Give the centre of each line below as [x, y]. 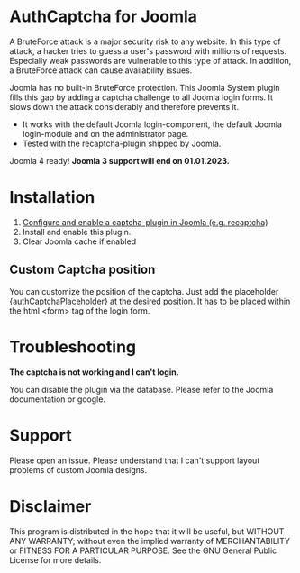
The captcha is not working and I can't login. [94, 372]
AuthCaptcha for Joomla [104, 17]
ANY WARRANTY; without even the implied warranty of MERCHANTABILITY [150, 541]
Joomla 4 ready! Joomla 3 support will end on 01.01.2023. [119, 160]
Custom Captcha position [82, 270]
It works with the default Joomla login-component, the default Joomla [152, 124]
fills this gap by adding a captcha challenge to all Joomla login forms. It [141, 97]
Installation [52, 198]
